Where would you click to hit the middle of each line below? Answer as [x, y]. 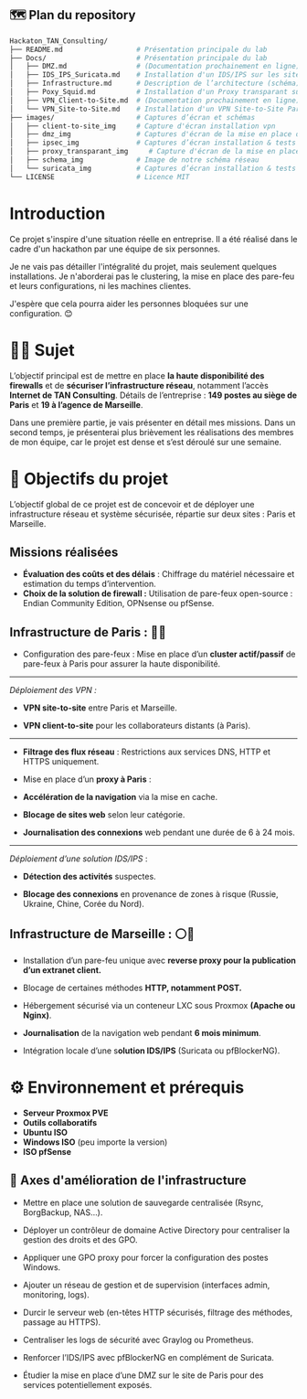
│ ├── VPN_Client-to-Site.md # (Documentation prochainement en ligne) [155, 100]
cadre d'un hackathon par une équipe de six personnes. [115, 249]
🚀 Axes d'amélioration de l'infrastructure [128, 1181]
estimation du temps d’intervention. [90, 584]
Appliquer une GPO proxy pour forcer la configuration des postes [145, 1257]
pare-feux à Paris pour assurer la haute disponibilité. [122, 664]
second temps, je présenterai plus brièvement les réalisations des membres [152, 432]
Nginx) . [37, 1015]
